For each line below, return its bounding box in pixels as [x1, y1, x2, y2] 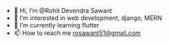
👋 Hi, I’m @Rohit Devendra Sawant [13, 7, 112, 14]
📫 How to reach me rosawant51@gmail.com [13, 29, 141, 37]
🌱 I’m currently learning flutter [13, 21, 100, 29]
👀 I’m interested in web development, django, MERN [13, 14, 163, 22]
